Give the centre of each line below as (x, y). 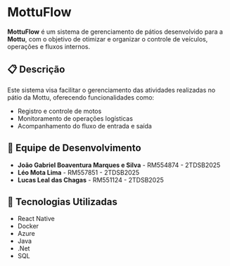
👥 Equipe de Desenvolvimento (75, 148)
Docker (28, 226)
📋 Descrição (36, 70)
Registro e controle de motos (59, 111)
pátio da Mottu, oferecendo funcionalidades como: (81, 97)
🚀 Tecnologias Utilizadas (62, 202)
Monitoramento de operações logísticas (75, 118)
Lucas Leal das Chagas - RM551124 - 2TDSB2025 (90, 180)
